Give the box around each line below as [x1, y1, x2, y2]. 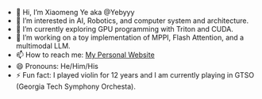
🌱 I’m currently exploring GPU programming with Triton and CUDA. [15, 25, 234, 33]
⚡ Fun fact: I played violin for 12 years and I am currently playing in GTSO [15, 70, 255, 79]
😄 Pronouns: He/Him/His [15, 62, 99, 70]
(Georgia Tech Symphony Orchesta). [15, 82, 137, 91]
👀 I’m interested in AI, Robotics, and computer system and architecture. [15, 16, 249, 25]
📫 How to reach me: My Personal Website [15, 50, 155, 59]
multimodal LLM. [15, 41, 71, 51]
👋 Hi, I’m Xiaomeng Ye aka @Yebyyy [15, 8, 135, 17]
